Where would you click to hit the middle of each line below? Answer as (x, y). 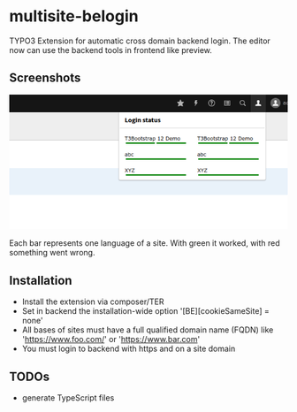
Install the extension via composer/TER (93, 301)
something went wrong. (52, 253)
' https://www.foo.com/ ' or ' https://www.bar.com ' (111, 340)
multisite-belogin (74, 16)
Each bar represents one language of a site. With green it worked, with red (145, 243)
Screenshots (45, 78)
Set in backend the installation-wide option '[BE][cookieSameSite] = (145, 311)
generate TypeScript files (68, 398)
